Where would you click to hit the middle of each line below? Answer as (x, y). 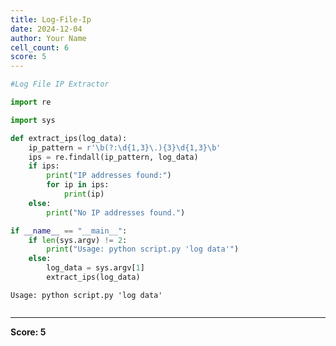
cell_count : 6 (40, 47)
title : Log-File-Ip (51, 19)
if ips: (44, 166)
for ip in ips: (78, 185)
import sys (33, 120)
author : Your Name (48, 38)
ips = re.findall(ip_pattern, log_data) (113, 157)
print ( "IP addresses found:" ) (109, 176)
